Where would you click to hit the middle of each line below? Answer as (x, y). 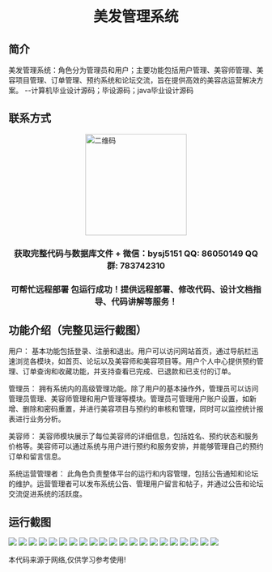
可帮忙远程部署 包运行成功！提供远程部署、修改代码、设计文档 (132, 289)
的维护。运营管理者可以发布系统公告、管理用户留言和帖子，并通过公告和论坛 (136, 484)
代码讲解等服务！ (144, 301)
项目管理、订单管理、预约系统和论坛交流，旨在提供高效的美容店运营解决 (136, 80)
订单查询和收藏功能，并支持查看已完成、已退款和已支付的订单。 (129, 371)
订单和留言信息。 (37, 457)
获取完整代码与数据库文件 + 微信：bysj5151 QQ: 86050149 (128, 254)
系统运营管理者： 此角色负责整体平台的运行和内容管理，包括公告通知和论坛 (134, 474)
